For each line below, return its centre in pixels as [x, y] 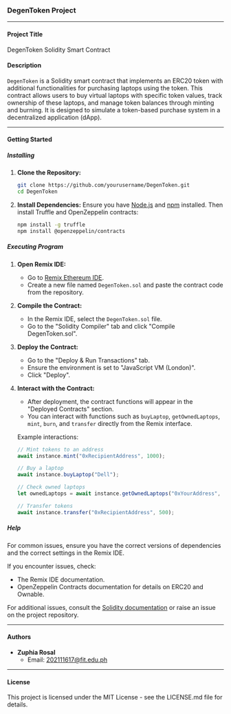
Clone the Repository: [49, 173]
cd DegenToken [37, 192]
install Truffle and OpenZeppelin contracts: [78, 212]
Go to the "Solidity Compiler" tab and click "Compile [101, 326]
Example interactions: [48, 437]
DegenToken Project [42, 10]
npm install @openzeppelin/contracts [71, 231]
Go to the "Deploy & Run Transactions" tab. [88, 360]
